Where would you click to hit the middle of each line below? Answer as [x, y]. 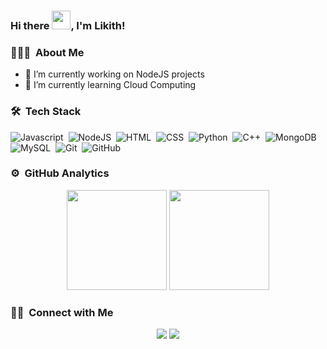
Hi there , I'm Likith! [68, 25]
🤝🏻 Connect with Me [62, 312]
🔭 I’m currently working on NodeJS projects [114, 74]
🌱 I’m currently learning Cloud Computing [110, 85]
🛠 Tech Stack [46, 112]
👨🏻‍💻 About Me [47, 52]
